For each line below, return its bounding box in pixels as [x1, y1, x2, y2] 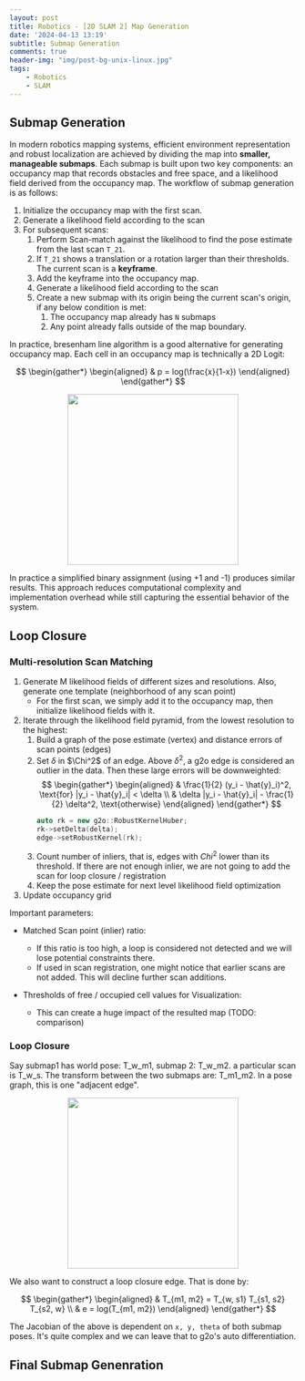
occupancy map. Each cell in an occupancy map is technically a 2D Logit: [9, 348, 285, 360]
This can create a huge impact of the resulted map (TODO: [36, 1007, 257, 1018]
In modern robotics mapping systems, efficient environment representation [9, 139, 291, 150]
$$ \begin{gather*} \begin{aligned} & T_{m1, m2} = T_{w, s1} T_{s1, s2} [21, 1293, 285, 1304]
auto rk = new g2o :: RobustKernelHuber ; [36, 816, 188, 825]
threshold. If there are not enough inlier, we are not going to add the [36, 861, 291, 871]
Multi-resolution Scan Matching [9, 655, 153, 668]
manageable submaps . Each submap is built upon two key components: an [9, 159, 293, 170]
